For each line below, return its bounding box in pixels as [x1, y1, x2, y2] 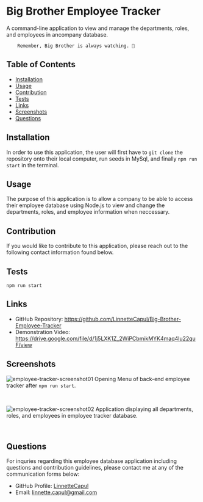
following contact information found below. [6, 249, 114, 256]
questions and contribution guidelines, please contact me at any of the [6, 464, 184, 471]
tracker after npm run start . [6, 382, 76, 389]
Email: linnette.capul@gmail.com [15, 489, 98, 496]
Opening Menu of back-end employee [94, 375, 190, 382]
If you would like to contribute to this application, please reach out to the [6, 242, 188, 250]
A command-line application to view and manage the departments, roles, [6, 24, 190, 32]
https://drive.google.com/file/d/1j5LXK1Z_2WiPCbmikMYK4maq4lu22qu [15, 335, 196, 342]
